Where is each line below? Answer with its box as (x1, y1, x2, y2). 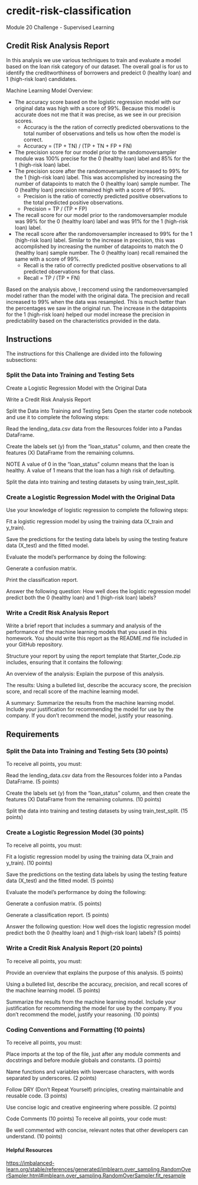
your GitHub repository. (6, 641, 63, 648)
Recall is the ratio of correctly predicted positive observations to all (23, 261, 187, 268)
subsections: (6, 356, 37, 363)
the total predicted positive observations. (23, 199, 124, 206)
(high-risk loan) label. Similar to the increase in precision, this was (14, 237, 176, 244)
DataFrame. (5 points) (6, 778, 59, 785)
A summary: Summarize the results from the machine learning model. (6, 700, 176, 707)
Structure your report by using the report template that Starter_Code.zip (6, 652, 181, 660)
